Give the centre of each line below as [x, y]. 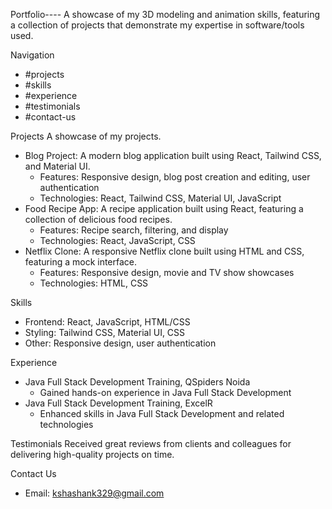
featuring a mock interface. [81, 262]
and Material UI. [57, 166]
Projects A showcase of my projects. [86, 136]
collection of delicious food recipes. [98, 219]
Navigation [32, 55]
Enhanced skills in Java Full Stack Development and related [162, 413]
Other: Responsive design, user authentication [120, 343]
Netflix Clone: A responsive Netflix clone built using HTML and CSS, [164, 251]
